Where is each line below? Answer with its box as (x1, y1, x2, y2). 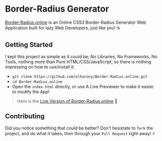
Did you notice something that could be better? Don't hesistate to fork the (5, 125, 153, 131)
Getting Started (5, 41, 53, 49)
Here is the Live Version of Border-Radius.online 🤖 (17, 98, 118, 104)
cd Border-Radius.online (12, 79, 63, 84)
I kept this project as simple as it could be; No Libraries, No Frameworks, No (5, 53, 158, 59)
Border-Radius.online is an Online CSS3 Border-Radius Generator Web (5, 19, 146, 25)
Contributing (5, 112, 45, 121)
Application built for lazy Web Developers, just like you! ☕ (5, 25, 121, 31)
